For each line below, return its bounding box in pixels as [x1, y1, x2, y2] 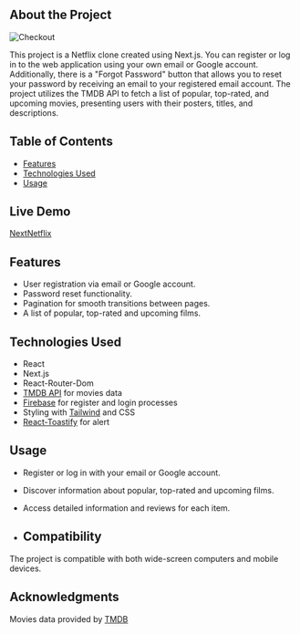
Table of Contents [9, 134, 114, 150]
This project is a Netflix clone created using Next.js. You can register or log [9, 49, 291, 60]
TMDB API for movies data [22, 388, 123, 399]
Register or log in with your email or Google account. [22, 467, 221, 478]
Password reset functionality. [22, 288, 132, 299]
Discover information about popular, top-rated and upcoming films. [22, 484, 274, 495]
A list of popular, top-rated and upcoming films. [22, 307, 202, 318]
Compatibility [22, 529, 102, 545]
